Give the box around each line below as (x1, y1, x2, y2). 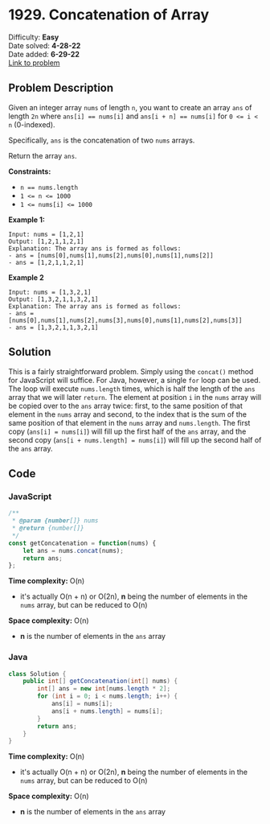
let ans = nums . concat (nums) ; (22, 546, 125, 554)
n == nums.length (19, 183, 79, 192)
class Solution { (8, 669, 67, 678)
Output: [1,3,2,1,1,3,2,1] (8, 295, 99, 303)
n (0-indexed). (8, 119, 55, 130)
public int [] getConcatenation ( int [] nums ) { (22, 678, 178, 686)
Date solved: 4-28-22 (8, 40, 81, 50)
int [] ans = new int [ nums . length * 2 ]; (37, 685, 171, 693)
